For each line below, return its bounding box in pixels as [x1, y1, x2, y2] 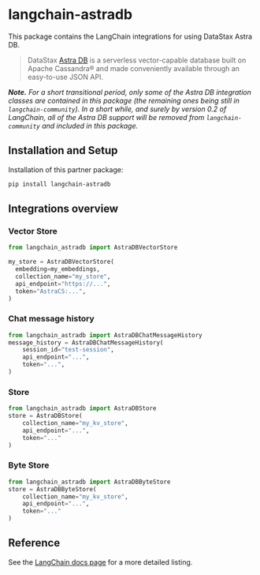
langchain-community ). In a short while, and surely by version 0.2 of [8, 104, 227, 114]
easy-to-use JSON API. [27, 72, 104, 81]
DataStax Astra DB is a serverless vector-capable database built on [27, 55, 247, 65]
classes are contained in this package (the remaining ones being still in [8, 96, 240, 105]
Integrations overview [8, 202, 119, 216]
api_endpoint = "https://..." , [15, 280, 111, 287]
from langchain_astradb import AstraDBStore [8, 404, 157, 412]
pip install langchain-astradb [8, 180, 111, 188]
